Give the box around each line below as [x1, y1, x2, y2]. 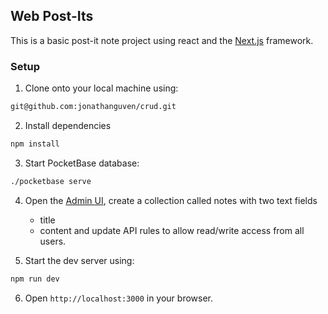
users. [39, 235, 67, 247]
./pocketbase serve [10, 176, 92, 186]
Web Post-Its [10, 8, 94, 25]
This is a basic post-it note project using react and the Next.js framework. [10, 34, 314, 46]
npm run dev [10, 274, 60, 284]
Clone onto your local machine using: [24, 82, 179, 94]
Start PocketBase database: [24, 157, 140, 169]
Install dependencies [24, 119, 112, 131]
